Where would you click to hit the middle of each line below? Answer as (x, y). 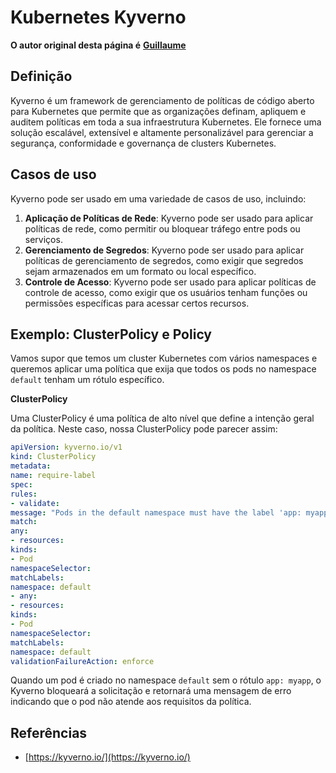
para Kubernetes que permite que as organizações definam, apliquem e (158, 111)
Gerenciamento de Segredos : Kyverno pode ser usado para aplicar (164, 250)
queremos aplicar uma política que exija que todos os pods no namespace (163, 369)
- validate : (35, 503)
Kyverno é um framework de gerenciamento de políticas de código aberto (162, 100)
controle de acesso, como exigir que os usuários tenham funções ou (166, 292)
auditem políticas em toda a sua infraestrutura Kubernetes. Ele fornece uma (166, 122)
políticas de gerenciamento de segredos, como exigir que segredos (164, 260)
